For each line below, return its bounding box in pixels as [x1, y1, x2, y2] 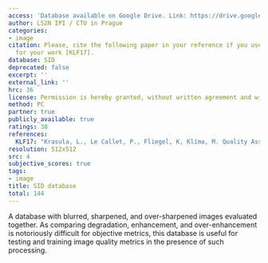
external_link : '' [8, 78, 69, 86]
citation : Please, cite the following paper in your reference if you [8, 41, 248, 49]
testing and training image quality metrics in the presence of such [8, 237, 225, 246]
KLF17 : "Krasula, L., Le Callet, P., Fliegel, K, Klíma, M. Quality [15, 137, 248, 146]
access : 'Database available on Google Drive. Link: [8, 11, 187, 20]
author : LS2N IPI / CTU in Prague [8, 19, 124, 27]
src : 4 [8, 152, 30, 160]
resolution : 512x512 [8, 145, 77, 153]
